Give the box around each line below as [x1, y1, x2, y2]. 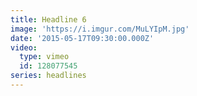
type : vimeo [19, 52, 70, 62]
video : [10, 42, 38, 53]
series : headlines [10, 71, 87, 81]
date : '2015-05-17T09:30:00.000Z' [10, 33, 155, 43]
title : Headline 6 [10, 14, 87, 25]
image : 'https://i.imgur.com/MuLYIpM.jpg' [10, 24, 190, 34]
